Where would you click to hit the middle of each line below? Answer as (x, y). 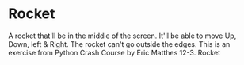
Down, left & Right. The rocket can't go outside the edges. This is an (119, 44)
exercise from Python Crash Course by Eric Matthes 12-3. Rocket (114, 52)
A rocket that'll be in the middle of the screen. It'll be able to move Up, (122, 36)
